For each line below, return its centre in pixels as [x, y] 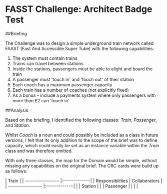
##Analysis [17, 110]
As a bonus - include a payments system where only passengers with [84, 95]
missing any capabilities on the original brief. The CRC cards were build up [82, 166]
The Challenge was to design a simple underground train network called [79, 43]
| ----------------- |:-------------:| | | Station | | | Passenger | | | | [72, 186]
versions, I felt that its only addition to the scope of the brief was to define [81, 140]
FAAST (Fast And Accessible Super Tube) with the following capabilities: [79, 48]
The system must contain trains [45, 58]
